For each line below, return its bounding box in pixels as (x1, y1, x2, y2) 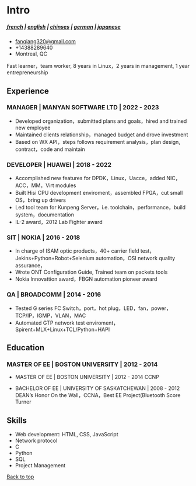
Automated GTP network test (15, 319, 85, 326)
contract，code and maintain (15, 146, 85, 153)
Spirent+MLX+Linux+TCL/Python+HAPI (15, 326, 110, 333)
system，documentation (15, 211, 75, 218)
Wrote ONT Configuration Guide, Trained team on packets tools (15, 268, 168, 275)
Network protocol (15, 437, 58, 444)
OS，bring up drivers (15, 197, 66, 204)
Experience (6, 86, 49, 96)
